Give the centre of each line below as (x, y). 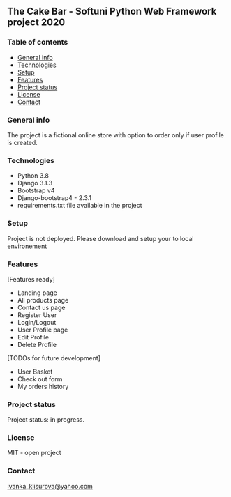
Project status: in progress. (46, 420)
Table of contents (38, 43)
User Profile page (43, 330)
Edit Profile (33, 337)
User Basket (35, 372)
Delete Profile (37, 344)
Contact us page (41, 307)
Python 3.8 (33, 176)
